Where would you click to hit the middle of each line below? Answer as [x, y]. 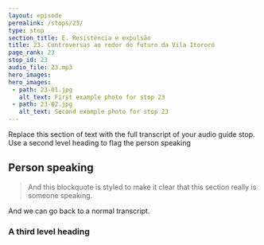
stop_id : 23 [28, 60]
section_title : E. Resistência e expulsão [80, 38]
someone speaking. [60, 195]
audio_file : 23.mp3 [41, 68]
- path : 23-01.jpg [42, 89]
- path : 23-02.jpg [42, 104]
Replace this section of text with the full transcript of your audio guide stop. [132, 134]
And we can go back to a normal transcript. [79, 211]
